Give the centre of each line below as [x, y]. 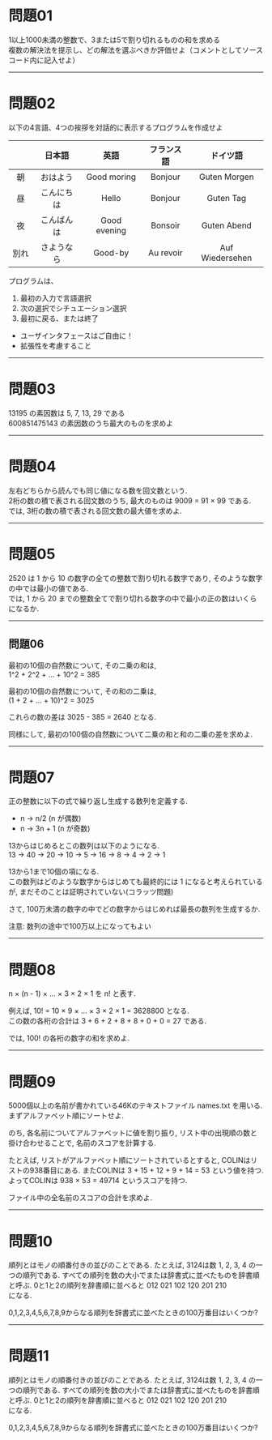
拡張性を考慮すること [55, 345]
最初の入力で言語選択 [55, 298]
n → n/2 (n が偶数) [51, 818]
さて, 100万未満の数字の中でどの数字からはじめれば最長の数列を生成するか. [134, 909]
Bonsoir [166, 225]
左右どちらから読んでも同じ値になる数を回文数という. [98, 490]
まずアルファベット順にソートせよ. [66, 1116]
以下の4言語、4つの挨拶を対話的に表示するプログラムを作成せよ [116, 127]
